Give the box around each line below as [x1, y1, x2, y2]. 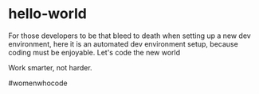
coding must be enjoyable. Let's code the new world [8, 47, 181, 57]
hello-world [8, 5, 88, 23]
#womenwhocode [8, 78, 68, 88]
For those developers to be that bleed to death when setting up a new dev [8, 31, 251, 40]
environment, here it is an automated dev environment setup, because [8, 39, 239, 48]
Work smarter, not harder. [8, 62, 93, 72]
